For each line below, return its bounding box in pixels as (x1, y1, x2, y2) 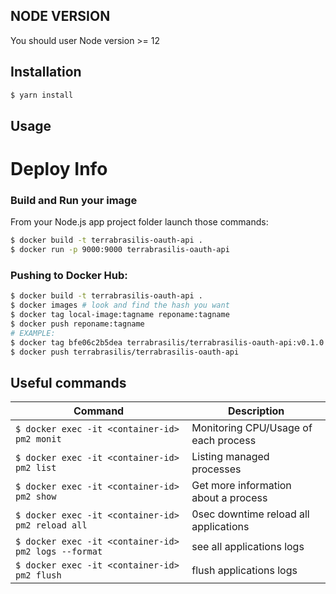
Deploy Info (10, 158, 108, 181)
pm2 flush (15, 570, 62, 581)
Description (227, 404, 285, 418)
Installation (10, 64, 82, 81)
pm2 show (15, 491, 57, 503)
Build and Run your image (10, 194, 138, 207)
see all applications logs (191, 540, 305, 554)
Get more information (191, 479, 292, 493)
